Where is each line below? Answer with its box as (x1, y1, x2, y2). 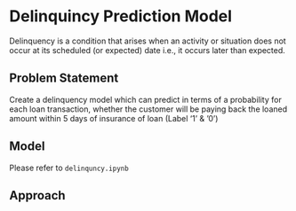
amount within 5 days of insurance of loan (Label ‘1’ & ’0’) (9, 113, 219, 123)
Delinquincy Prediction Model (9, 6, 233, 27)
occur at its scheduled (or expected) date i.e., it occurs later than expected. (9, 44, 286, 55)
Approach (9, 188, 66, 203)
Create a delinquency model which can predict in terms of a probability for (9, 94, 282, 105)
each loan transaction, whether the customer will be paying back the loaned (9, 104, 288, 114)
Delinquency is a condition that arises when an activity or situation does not (9, 35, 286, 46)
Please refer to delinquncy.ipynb (9, 162, 129, 173)
